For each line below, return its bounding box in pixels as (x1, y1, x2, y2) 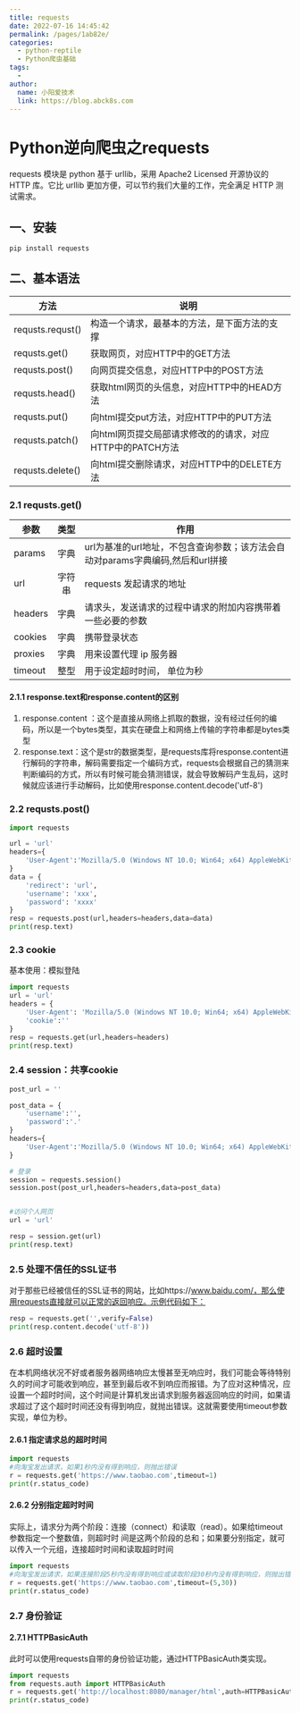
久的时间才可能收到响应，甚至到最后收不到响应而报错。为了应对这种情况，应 (9, 1379, 291, 1389)
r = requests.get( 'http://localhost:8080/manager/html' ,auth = (9, 1687, 246, 1697)
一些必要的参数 (84, 614, 147, 627)
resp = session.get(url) (9, 1232, 102, 1241)
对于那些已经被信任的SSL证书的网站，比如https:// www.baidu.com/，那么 (9, 1285, 278, 1296)
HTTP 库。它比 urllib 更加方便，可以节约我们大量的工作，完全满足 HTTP (9, 180, 274, 190)
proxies (13, 647, 46, 660)
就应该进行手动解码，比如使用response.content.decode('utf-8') (29, 780, 263, 791)
